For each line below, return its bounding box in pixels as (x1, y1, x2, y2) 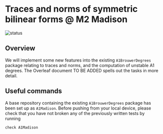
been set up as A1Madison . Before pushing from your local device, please (5, 105, 151, 111)
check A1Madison (5, 125, 38, 130)
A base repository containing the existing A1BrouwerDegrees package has (5, 100, 151, 106)
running (5, 115, 21, 121)
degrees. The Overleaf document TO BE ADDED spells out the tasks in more (5, 67, 159, 73)
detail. (5, 72, 18, 79)
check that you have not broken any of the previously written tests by (5, 110, 145, 116)
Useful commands (5, 87, 62, 95)
